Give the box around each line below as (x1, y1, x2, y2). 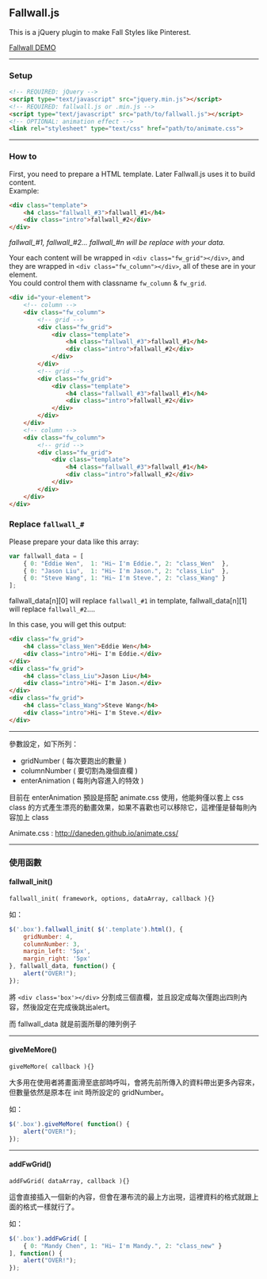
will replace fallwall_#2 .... (9, 604, 96, 614)
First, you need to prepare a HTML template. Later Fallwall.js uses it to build (9, 169, 256, 178)
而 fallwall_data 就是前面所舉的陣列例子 (9, 1019, 137, 1028)
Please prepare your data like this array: (9, 537, 139, 546)
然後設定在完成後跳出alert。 (22, 1002, 114, 1012)
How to (9, 151, 37, 162)
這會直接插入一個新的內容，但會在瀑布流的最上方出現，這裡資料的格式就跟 (9, 1192, 252, 1201)
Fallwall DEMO (9, 43, 56, 52)
